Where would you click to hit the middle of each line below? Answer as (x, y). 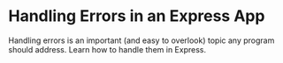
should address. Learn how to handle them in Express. (107, 49)
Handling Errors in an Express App (137, 16)
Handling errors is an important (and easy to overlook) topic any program (141, 40)
